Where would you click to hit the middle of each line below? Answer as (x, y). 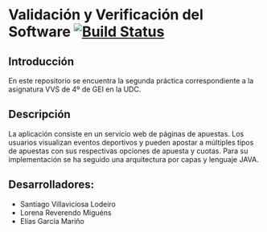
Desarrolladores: (51, 185)
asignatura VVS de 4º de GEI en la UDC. (75, 89)
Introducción (41, 61)
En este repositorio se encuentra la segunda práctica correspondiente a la (131, 81)
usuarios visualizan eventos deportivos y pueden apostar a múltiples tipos (131, 142)
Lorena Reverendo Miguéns (66, 212)
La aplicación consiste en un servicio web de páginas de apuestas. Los (126, 133)
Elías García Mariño (52, 221)
